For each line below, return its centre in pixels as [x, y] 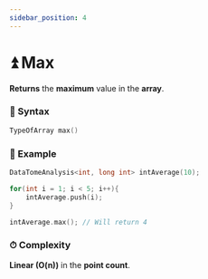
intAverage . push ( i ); [64, 197]
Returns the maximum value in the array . [87, 88]
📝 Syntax [29, 111]
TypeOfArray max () [44, 130]
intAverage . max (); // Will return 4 [78, 222]
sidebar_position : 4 [48, 18]
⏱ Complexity [40, 245]
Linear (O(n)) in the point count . [70, 265]
